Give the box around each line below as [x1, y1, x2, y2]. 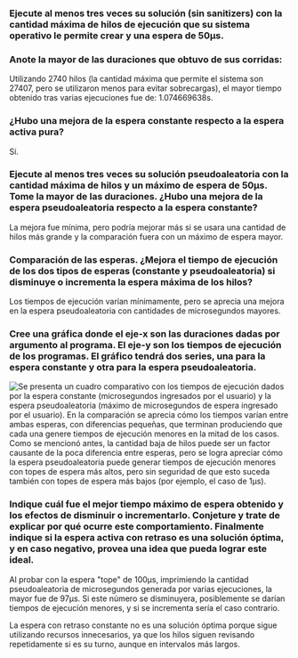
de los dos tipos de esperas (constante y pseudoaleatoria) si [9, 264, 276, 277]
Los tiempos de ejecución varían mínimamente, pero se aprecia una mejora [9, 297, 285, 307]
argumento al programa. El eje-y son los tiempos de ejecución [9, 339, 282, 352]
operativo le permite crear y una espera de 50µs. [9, 29, 224, 42]
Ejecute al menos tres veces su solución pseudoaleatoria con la [9, 168, 289, 181]
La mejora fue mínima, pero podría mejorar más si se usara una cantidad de [9, 222, 286, 232]
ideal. [9, 554, 35, 566]
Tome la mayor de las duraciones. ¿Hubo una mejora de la [9, 191, 263, 203]
